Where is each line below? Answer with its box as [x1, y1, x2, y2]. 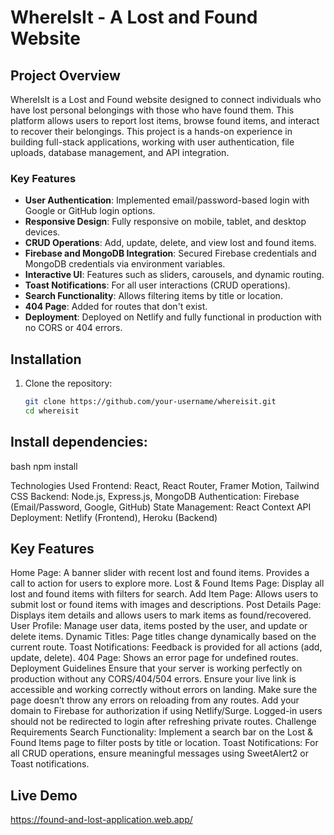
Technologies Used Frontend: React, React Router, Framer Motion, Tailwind [10, 479, 320, 491]
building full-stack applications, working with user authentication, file [10, 136, 295, 148]
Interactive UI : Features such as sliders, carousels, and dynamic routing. [24, 269, 325, 281]
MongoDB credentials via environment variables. [24, 258, 226, 270]
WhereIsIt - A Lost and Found [10, 6, 258, 29]
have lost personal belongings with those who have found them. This [10, 104, 295, 116]
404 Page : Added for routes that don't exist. [24, 301, 208, 313]
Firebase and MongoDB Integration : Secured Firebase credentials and [24, 247, 317, 260]
